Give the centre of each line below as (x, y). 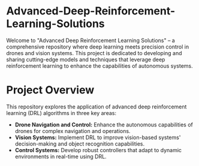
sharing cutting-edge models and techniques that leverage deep (86, 59)
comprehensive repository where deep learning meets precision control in (98, 47)
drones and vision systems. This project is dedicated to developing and (94, 53)
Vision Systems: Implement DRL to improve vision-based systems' (98, 137)
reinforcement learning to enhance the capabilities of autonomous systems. (99, 66)
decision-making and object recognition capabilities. (80, 144)
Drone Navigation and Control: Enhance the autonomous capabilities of (104, 125)
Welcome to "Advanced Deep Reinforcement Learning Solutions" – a (91, 40)
